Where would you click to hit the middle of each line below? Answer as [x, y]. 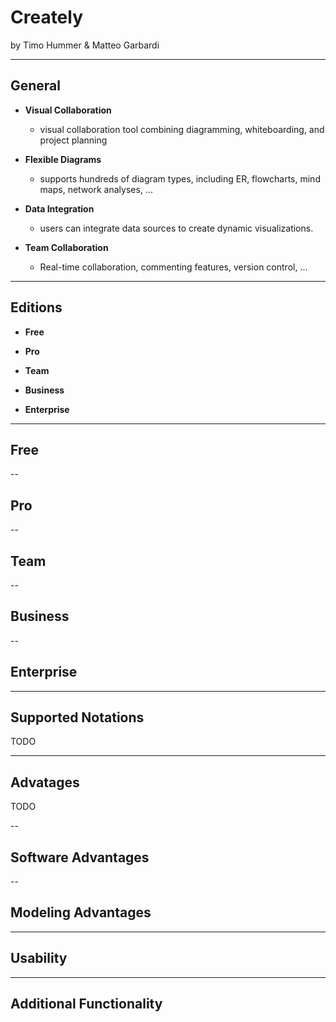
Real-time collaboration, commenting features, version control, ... [173, 267]
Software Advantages [80, 857]
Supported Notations [77, 717]
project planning [73, 140]
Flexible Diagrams [63, 159]
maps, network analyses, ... [96, 189]
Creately [47, 17]
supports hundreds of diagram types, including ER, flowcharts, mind [180, 178]
